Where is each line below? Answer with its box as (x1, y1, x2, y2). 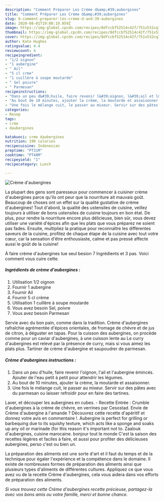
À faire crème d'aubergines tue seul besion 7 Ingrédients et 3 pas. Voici (5, 250, 149, 256)
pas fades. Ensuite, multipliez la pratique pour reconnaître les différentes (5, 225, 151, 231)
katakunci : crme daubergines (5, 134, 64, 140)
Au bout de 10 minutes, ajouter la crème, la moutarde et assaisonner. (12, 380, 150, 386)
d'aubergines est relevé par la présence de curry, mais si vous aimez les (5, 341, 150, 347)
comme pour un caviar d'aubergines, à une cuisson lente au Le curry (5, 335, 144, 341)
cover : (5, 35, 19, 40)
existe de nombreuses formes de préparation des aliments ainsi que (5, 461, 142, 467)
